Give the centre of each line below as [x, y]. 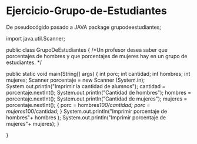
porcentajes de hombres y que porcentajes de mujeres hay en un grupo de [97, 56]
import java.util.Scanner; [36, 38]
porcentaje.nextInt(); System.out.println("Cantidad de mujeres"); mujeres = [97, 99]
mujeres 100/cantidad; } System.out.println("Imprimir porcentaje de [87, 111]
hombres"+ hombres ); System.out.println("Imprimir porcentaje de [86, 117]
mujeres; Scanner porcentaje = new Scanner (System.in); [76, 80]
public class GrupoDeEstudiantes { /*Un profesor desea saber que [87, 50]
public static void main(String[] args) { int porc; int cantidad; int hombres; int [98, 73]
